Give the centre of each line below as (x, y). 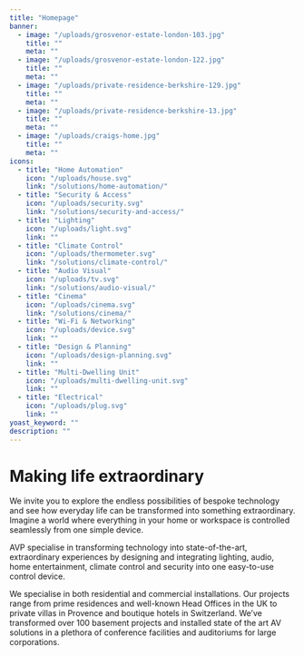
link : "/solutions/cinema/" (78, 313)
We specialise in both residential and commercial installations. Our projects (150, 594)
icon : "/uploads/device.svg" (81, 330)
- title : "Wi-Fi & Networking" (77, 322)
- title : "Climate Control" (71, 246)
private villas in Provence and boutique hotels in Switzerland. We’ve (136, 613)
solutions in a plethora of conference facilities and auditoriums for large (143, 632)
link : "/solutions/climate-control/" (97, 263)
